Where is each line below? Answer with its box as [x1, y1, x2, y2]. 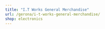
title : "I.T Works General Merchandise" [5, 7, 90, 12]
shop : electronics [5, 16, 43, 21]
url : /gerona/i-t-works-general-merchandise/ [5, 12, 100, 17]
